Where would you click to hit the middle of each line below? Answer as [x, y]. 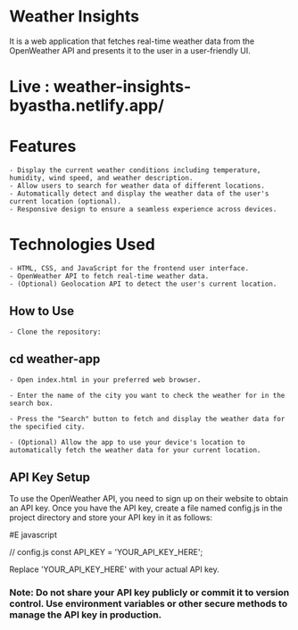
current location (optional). [66, 202]
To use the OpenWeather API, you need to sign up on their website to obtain [149, 499]
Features [43, 147]
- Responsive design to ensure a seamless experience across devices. [143, 210]
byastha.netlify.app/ [87, 106]
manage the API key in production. [86, 615]
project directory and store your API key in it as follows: [111, 518]
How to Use [42, 311]
